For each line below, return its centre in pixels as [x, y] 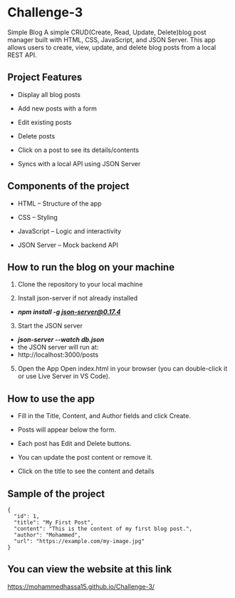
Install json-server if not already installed [78, 298]
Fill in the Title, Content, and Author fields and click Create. [104, 416]
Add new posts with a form [57, 108]
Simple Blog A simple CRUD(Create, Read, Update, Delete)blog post [107, 32]
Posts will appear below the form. [67, 430]
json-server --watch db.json [61, 340]
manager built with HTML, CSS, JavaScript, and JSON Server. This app [111, 39]
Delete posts [36, 136]
